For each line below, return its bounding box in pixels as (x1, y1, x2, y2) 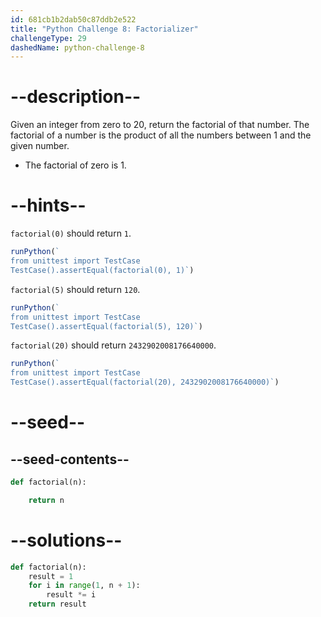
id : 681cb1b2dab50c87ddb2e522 (10, 14, 137, 25)
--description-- (10, 86, 142, 108)
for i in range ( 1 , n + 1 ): (28, 581, 141, 591)
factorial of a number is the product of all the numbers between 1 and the (10, 129, 312, 141)
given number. (10, 140, 70, 152)
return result (28, 599, 87, 610)
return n (28, 495, 65, 505)
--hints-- (10, 194, 87, 217)
